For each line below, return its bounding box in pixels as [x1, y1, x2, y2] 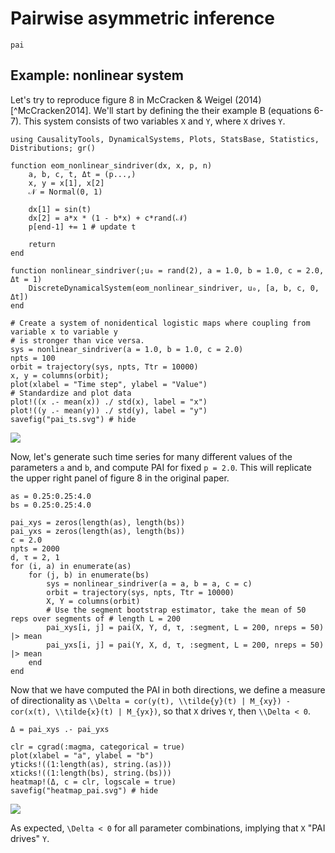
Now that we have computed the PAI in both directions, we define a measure [10, 683, 326, 696]
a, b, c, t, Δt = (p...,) [28, 169, 137, 179]
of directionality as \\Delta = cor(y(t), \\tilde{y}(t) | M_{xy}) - [10, 694, 291, 706]
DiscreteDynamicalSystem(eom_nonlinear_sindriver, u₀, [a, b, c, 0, [28, 283, 320, 293]
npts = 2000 [10, 543, 60, 554]
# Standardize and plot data [10, 388, 132, 398]
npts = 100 [10, 353, 56, 363]
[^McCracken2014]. [10, 104, 92, 116]
